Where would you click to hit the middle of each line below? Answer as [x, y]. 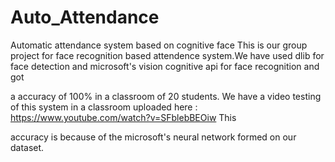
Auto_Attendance [85, 17]
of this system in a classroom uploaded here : [104, 107]
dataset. [27, 147]
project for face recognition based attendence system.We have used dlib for [167, 55]
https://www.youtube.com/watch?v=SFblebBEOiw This [123, 117]
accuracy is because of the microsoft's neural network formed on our [153, 137]
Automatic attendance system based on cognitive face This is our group [159, 45]
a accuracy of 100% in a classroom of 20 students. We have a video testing [166, 96]
